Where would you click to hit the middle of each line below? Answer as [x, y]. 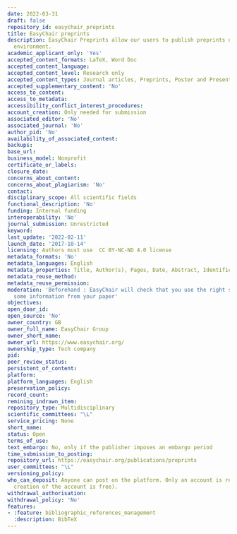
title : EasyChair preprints [49, 34]
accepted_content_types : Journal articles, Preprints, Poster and [107, 79]
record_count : [28, 395]
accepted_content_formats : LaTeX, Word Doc [72, 60]
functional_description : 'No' [52, 204]
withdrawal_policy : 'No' [44, 500]
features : [22, 506]
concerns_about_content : [44, 178]
